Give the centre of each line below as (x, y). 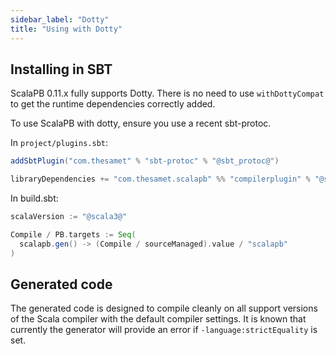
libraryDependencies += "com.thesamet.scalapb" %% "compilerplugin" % (160, 179)
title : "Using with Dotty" (66, 29)
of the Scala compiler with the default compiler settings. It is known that (158, 319)
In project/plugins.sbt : (59, 143)
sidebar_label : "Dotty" (60, 19)
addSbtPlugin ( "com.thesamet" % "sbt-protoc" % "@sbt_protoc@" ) (145, 161)
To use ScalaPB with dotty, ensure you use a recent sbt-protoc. (141, 123)
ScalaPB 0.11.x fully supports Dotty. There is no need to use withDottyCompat (167, 93)
